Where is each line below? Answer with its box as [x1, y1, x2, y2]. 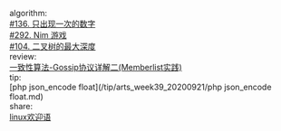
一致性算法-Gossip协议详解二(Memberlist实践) [9, 62, 183, 72]
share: [9, 101, 34, 111]
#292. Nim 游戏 [9, 30, 67, 40]
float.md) [9, 91, 44, 102]
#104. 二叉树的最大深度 [9, 41, 96, 51]
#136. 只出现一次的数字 [9, 18, 96, 29]
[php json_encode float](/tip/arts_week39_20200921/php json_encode [9, 81, 272, 92]
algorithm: [9, 8, 48, 18]
